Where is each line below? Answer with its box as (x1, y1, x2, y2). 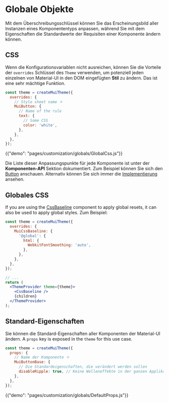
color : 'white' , (23, 122, 57, 128)
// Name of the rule (18, 109, 62, 114)
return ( (5, 280, 24, 285)
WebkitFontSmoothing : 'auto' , (27, 243, 92, 248)
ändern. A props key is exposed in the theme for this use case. (5, 336, 132, 342)
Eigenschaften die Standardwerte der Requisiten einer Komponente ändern (5, 31, 161, 37)
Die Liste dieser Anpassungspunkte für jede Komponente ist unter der (5, 160, 150, 167)
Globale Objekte (5, 4, 74, 15)
